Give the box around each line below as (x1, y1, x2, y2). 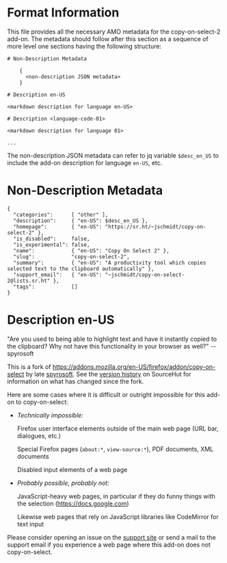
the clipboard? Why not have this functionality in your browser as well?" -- (7, 342, 217, 350)
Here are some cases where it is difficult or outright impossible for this (7, 390, 205, 398)
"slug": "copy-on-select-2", (13, 253, 130, 260)
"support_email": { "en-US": (13, 271, 103, 278)
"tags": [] (13, 283, 78, 290)
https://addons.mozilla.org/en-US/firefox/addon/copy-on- (52, 362, 216, 371)
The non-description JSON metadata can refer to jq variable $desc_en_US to (7, 151, 219, 159)
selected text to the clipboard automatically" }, (7, 265, 155, 272)
